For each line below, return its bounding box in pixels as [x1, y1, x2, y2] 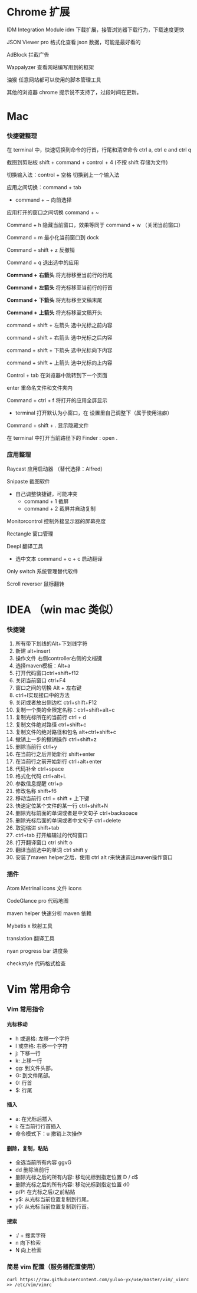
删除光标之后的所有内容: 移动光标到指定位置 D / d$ [15, 1174, 139, 1181]
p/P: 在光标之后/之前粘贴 [15, 1189, 75, 1196]
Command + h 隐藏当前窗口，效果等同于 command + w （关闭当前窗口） [6, 222, 184, 229]
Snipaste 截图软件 [6, 478, 51, 485]
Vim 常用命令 [6, 982, 71, 996]
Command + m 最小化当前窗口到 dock [6, 234, 99, 241]
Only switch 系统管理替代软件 [6, 567, 78, 575]
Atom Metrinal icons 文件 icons [6, 884, 82, 891]
